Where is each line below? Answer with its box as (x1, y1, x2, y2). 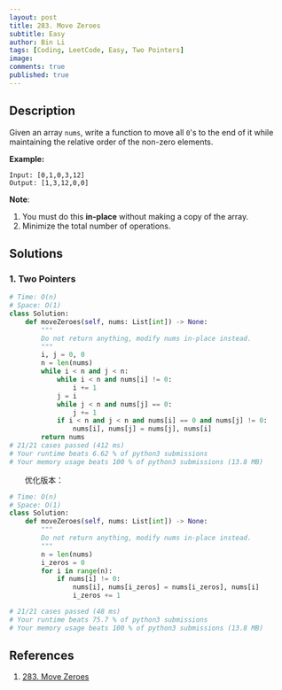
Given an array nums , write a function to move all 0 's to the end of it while (9, 127, 274, 137)
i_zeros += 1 (72, 591, 121, 601)
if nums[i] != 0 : (56, 575, 121, 584)
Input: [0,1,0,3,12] (9, 170, 86, 180)
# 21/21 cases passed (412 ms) (9, 441, 125, 450)
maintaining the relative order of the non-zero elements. (9, 136, 214, 147)
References (9, 648, 74, 663)
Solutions (9, 245, 64, 261)
